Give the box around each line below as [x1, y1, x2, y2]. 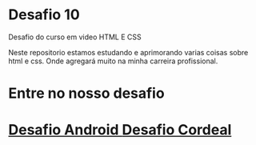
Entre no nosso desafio [8, 84, 166, 103]
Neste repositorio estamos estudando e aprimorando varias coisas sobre [8, 47, 249, 57]
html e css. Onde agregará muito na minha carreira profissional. [8, 56, 218, 66]
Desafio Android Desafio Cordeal [8, 121, 232, 139]
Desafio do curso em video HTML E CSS [8, 32, 142, 42]
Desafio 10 [8, 6, 80, 24]
